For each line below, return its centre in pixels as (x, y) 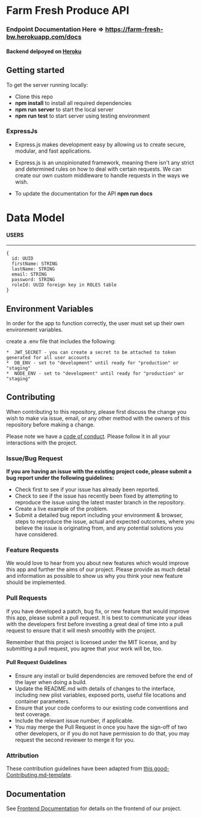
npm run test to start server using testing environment (82, 116)
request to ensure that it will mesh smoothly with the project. (81, 630)
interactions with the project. (42, 442)
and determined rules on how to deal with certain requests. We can (98, 169)
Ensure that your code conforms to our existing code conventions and (101, 708)
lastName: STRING (33, 269)
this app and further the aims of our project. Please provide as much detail (98, 569)
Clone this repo (34, 97)
